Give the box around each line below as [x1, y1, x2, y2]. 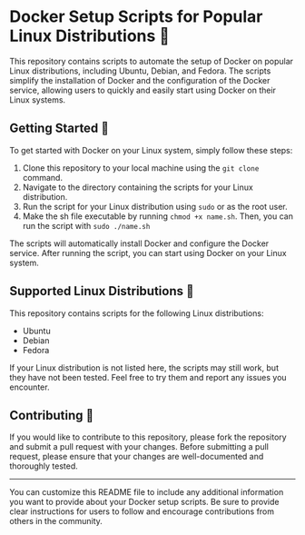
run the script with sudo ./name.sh [22, 220, 151, 231]
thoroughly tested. [9, 461, 79, 471]
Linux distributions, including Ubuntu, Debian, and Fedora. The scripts [9, 65, 271, 76]
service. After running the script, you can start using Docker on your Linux [9, 247, 288, 258]
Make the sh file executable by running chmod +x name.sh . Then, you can [22, 211, 293, 222]
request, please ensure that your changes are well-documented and [9, 451, 264, 462]
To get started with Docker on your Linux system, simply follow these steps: [9, 144, 293, 155]
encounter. [9, 381, 50, 392]
